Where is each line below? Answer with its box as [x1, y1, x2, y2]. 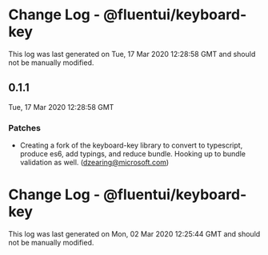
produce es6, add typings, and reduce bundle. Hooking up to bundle [19, 149, 246, 159]
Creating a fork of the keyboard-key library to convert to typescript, [19, 140, 243, 150]
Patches [8, 122, 42, 133]
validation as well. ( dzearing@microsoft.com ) [19, 158, 170, 168]
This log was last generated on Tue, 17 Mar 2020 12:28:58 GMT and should [8, 49, 256, 59]
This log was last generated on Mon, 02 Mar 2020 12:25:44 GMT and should [8, 229, 261, 238]
